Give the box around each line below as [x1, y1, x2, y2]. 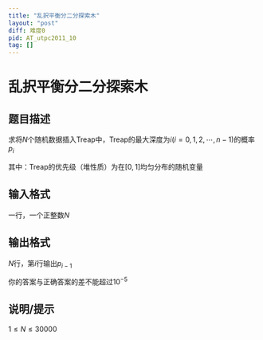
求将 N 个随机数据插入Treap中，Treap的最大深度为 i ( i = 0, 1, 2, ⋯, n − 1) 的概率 [8, 135, 255, 144]
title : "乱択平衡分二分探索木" [8, 11, 100, 20]
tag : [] [8, 41, 34, 49]
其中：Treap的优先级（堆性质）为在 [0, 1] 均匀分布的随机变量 [8, 162, 203, 171]
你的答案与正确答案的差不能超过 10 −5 [8, 276, 128, 287]
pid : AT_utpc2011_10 [8, 33, 77, 42]
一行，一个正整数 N [8, 210, 70, 220]
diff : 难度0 [8, 26, 45, 34]
